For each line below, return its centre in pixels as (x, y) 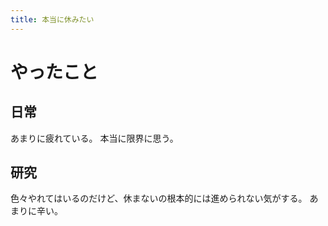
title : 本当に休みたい (52, 19)
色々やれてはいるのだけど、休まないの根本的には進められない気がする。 (159, 198)
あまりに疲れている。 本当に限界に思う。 (94, 138)
